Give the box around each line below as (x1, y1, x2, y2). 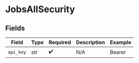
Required (48, 39, 71, 46)
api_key (8, 49, 26, 55)
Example (109, 39, 131, 46)
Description (76, 39, 105, 46)
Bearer (109, 48, 126, 55)
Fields (5, 24, 25, 33)
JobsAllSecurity (5, 4, 75, 15)
